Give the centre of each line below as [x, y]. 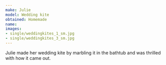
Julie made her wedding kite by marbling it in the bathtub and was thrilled [83, 53]
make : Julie [18, 10]
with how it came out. [28, 58]
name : [11, 24]
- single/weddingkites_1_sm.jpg [40, 34]
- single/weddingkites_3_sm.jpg [40, 39]
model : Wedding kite [27, 15]
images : [14, 29]
